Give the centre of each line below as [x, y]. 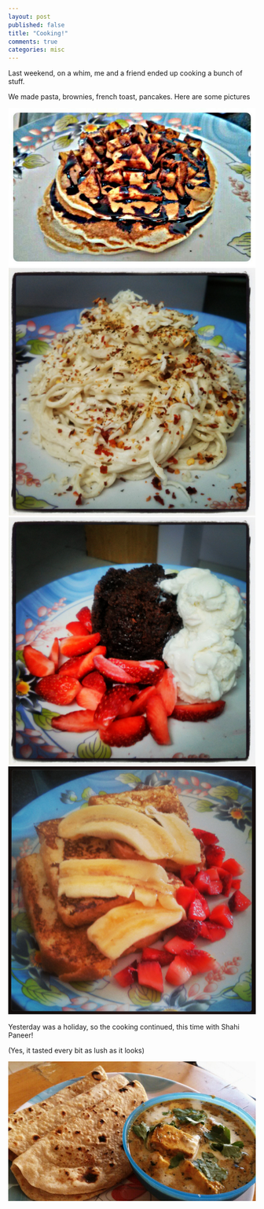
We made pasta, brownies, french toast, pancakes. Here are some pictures [129, 97]
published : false [37, 25]
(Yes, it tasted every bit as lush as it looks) [77, 1051]
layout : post [29, 17]
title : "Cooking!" [38, 33]
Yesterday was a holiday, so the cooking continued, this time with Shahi [124, 1027]
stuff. [16, 82]
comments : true [33, 42]
